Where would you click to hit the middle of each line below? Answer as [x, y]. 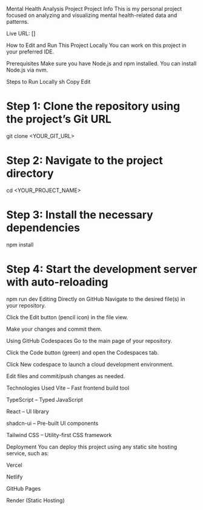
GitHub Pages [24, 488]
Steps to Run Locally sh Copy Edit [48, 82]
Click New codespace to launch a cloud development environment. [90, 364]
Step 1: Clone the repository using [93, 106]
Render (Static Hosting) [35, 500]
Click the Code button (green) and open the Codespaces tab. [83, 353]
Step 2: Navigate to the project [85, 161]
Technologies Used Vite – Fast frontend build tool [68, 388]
